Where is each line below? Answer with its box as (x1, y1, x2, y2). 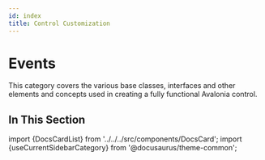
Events (8, 54, 57, 73)
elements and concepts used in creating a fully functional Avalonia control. (8, 90, 258, 99)
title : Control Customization (8, 19, 111, 27)
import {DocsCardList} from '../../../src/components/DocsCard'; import (8, 134, 242, 144)
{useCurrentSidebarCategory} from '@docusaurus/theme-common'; (8, 143, 237, 153)
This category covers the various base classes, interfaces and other (8, 81, 236, 91)
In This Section (8, 112, 86, 126)
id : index (8, 11, 42, 20)
